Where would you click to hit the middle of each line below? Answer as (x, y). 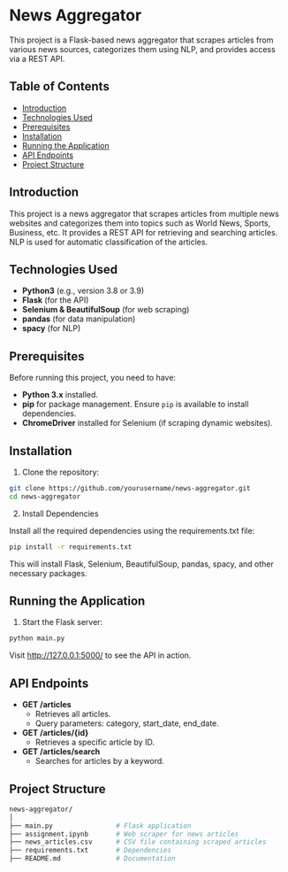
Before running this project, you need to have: (93, 378)
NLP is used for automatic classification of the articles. (109, 242)
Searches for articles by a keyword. (100, 761)
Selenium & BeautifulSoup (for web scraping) (106, 310)
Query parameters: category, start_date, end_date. (127, 723)
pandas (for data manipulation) (79, 319)
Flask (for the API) (55, 300)
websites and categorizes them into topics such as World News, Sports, (140, 223)
